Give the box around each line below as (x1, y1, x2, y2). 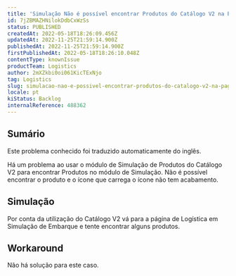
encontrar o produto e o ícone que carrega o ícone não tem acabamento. (7, 175, 219, 184)
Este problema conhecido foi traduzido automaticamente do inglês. (7, 146, 202, 155)
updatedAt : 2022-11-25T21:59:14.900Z (7, 37, 118, 44)
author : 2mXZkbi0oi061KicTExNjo (7, 69, 102, 76)
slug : (7, 82, 23, 89)
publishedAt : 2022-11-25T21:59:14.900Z (7, 43, 124, 50)
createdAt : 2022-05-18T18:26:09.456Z (7, 30, 118, 37)
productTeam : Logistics (7, 63, 77, 70)
